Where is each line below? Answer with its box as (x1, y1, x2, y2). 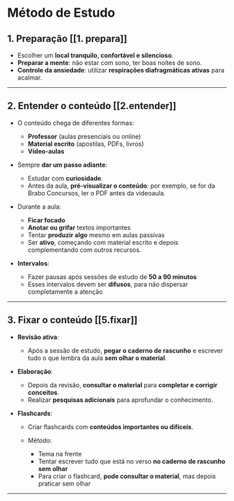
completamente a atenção (27, 287, 103, 296)
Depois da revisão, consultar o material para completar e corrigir (27, 380, 218, 389)
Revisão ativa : (17, 333, 59, 341)
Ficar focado (27, 216, 65, 224)
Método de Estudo (7, 5, 116, 21)
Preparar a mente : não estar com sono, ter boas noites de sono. (17, 59, 202, 67)
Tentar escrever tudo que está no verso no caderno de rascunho (38, 457, 226, 465)
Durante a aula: (17, 202, 61, 211)
